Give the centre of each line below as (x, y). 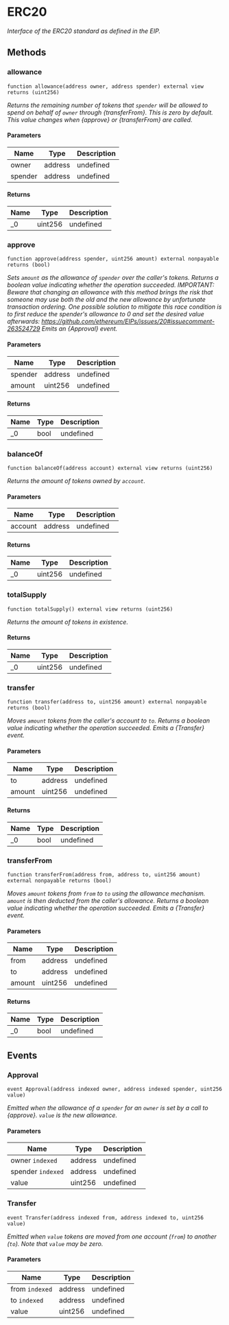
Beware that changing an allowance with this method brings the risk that (110, 292)
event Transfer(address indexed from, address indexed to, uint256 (106, 1218)
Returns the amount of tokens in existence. (68, 622)
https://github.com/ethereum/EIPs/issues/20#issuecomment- (128, 321)
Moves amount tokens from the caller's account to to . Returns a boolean (109, 720)
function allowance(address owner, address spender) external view (106, 86)
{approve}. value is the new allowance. (62, 1115)
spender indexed (37, 1172)
